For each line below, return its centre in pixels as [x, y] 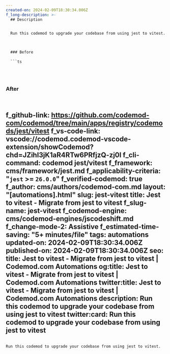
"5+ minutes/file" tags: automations [90, 234]
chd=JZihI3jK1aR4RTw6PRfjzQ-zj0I [64, 155]
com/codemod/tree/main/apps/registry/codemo [84, 123]
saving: [18, 234]
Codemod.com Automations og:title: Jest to [77, 267]
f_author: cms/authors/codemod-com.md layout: [86, 187]
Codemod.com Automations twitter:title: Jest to [83, 282]
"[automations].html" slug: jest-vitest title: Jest [83, 195]
